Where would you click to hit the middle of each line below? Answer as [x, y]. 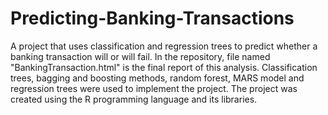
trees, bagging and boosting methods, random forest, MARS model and [157, 78]
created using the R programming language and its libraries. [134, 99]
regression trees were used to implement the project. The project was [154, 88]
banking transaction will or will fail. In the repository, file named [140, 56]
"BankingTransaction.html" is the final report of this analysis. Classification [164, 67]
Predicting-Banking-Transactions [152, 18]
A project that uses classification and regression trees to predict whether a [164, 46]
